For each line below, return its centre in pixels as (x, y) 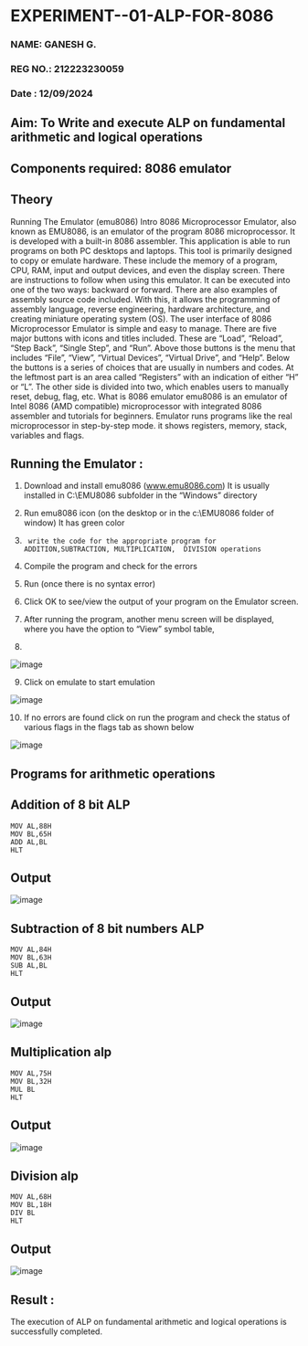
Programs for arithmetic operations (113, 774)
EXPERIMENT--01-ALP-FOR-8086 (142, 16)
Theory (32, 200)
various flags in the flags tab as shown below (109, 727)
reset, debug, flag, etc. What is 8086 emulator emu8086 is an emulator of (149, 396)
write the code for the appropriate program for (122, 541)
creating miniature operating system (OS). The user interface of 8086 (141, 318)
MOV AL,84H (31, 950)
